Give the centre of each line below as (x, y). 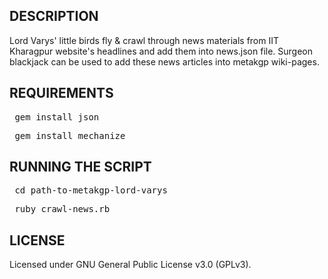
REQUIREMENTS (61, 93)
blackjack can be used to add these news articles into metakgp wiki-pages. (164, 61)
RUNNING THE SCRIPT (80, 167)
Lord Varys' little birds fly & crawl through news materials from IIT (144, 40)
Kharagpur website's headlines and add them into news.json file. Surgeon (161, 51)
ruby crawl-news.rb (62, 209)
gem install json (57, 117)
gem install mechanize (70, 135)
